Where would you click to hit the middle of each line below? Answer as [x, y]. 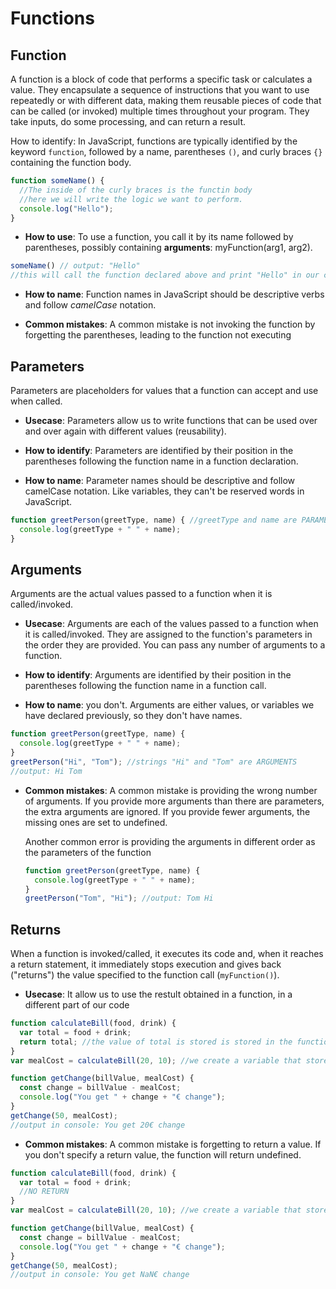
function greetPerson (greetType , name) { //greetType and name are [154, 520]
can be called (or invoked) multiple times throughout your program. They [160, 111]
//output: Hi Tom [46, 771]
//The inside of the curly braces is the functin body [136, 190]
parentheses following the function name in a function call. [145, 686]
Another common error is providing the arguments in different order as [170, 841]
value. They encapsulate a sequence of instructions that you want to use [160, 90]
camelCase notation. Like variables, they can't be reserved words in [164, 491]
